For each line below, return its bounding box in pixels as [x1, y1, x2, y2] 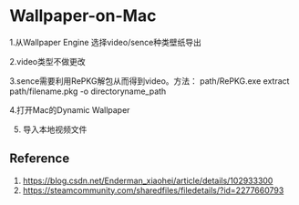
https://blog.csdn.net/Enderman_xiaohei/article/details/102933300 [22, 175, 273, 186]
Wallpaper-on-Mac [9, 5, 157, 26]
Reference [9, 151, 70, 167]
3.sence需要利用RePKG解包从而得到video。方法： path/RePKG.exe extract [9, 75, 290, 87]
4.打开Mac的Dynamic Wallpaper [9, 104, 130, 115]
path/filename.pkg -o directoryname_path [9, 86, 167, 97]
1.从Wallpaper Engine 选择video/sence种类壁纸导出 [9, 36, 202, 47]
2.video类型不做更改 [9, 56, 86, 67]
